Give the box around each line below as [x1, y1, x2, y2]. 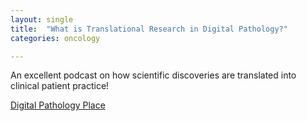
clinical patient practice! [10, 80, 110, 92]
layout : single [10, 14, 74, 25]
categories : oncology [10, 33, 101, 43]
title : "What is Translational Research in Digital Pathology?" [10, 24, 288, 34]
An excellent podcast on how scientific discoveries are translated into [10, 69, 297, 81]
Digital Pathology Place [10, 99, 106, 111]
